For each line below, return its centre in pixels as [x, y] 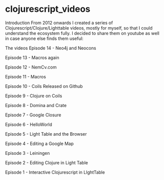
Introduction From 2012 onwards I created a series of [59, 23]
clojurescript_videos [48, 9]
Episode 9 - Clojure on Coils [34, 96]
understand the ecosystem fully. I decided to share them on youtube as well [82, 33]
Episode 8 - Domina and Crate [36, 105]
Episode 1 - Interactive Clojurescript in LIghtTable [55, 172]
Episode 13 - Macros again [32, 57]
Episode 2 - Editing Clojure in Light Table [46, 162]
